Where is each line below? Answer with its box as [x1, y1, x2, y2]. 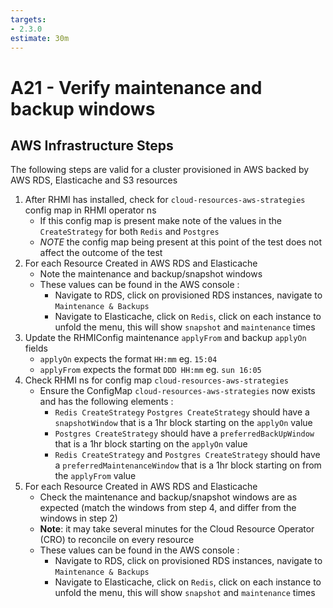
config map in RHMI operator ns [24, 204, 157, 216]
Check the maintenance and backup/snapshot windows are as [39, 491, 298, 503]
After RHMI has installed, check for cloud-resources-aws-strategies [24, 194, 306, 206]
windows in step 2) [39, 512, 118, 525]
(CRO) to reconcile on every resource [39, 534, 195, 546]
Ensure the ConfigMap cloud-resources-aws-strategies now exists [39, 385, 316, 397]
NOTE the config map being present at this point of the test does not [39, 236, 323, 248]
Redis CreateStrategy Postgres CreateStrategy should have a [54, 406, 310, 418]
